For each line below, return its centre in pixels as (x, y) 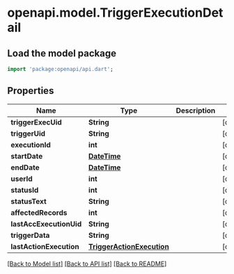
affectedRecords (39, 212)
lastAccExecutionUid (46, 224)
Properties (31, 91)
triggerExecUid (37, 122)
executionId (31, 145)
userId (22, 179)
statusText (29, 201)
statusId (25, 190)
